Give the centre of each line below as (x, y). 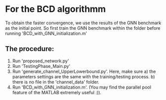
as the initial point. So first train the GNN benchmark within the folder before (83, 28)
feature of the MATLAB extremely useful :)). (57, 92)
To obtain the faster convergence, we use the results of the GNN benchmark (83, 23)
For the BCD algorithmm (55, 9)
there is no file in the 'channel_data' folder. (56, 82)
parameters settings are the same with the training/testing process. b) (83, 76)
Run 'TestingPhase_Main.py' (41, 66)
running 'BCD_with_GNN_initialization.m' (46, 33)
